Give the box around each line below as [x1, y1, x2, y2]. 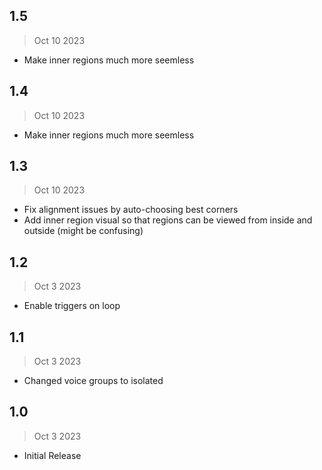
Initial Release [23, 449, 82, 461]
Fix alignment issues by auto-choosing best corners [23, 204, 239, 216]
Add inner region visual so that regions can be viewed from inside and [23, 214, 313, 226]
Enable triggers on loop [23, 300, 121, 312]
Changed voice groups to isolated [23, 375, 164, 387]
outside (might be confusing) [23, 225, 144, 237]
